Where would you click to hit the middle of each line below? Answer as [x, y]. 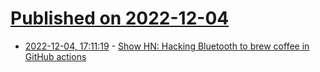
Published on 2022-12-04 [120, 18]
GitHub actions [55, 56]
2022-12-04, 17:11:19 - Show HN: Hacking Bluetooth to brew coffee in [167, 46]
